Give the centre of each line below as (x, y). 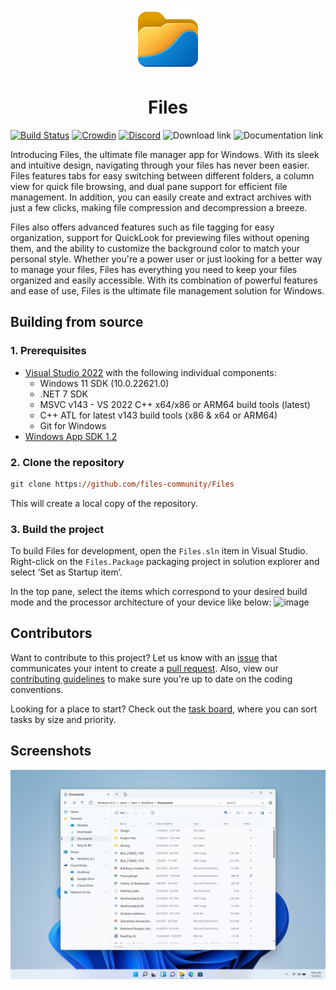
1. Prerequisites (48, 351)
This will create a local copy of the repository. (104, 503)
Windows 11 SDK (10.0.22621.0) (104, 383)
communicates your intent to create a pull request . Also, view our (144, 668)
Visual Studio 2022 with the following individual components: (150, 372)
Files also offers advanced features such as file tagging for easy (142, 227)
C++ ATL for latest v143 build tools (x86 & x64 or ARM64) (158, 415)
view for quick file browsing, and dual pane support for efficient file (149, 186)
